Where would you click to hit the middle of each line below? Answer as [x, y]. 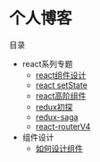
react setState [61, 85]
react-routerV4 [63, 126]
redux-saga [57, 116]
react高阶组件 [61, 96]
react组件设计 [61, 75]
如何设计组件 [59, 148]
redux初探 [54, 107]
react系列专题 [47, 64]
